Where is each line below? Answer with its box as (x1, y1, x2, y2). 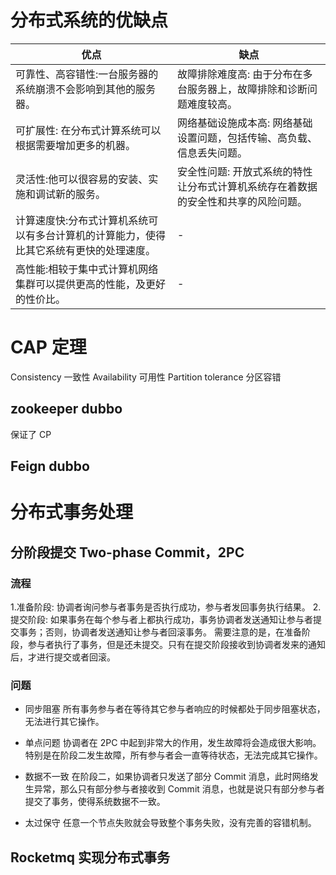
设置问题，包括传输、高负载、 (176, 131, 318, 145)
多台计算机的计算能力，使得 (35, 228, 167, 242)
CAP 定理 (10, 336, 87, 359)
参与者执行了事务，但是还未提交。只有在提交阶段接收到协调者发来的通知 (27, 638, 326, 650)
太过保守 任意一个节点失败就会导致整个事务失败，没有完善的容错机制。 (24, 817, 317, 829)
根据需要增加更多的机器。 (15, 138, 137, 152)
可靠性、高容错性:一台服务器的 (15, 67, 159, 81)
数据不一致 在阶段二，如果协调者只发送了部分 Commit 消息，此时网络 (24, 771, 310, 783)
